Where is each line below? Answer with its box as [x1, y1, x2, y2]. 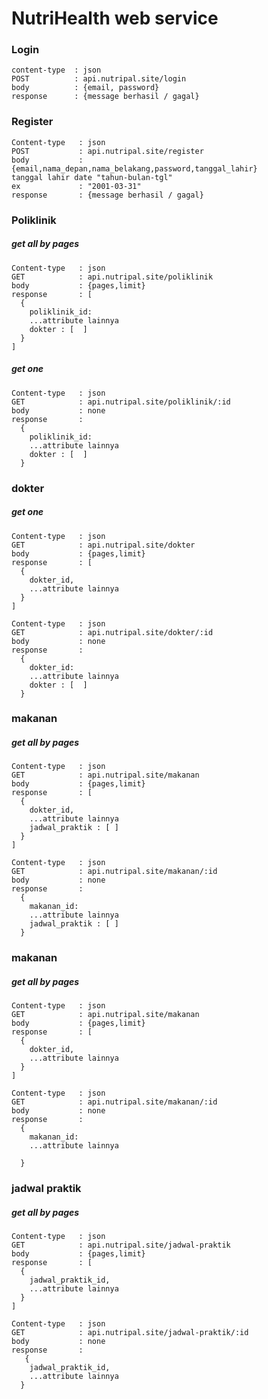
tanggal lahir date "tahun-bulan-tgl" [11, 172, 173, 182]
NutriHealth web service [11, 7, 219, 30]
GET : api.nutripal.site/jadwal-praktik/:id [11, 1328, 249, 1338]
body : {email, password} [11, 83, 160, 93]
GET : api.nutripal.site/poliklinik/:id [11, 397, 231, 407]
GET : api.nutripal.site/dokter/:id [11, 627, 214, 637]
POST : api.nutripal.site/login [11, 74, 187, 84]
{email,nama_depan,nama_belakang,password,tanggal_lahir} [11, 163, 258, 174]
